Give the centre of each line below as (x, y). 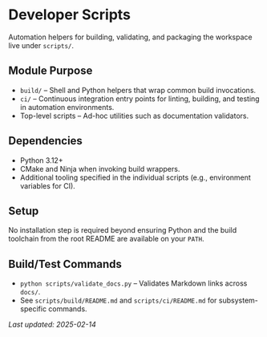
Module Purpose (51, 71)
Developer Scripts (69, 15)
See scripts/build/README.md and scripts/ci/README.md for (118, 300)
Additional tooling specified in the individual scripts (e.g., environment (135, 177)
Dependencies (45, 141)
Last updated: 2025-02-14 (52, 325)
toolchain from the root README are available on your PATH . (106, 239)
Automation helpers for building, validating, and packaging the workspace (130, 37)
